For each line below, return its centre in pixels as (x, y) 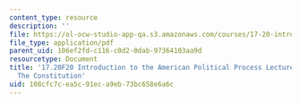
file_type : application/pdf (62, 43)
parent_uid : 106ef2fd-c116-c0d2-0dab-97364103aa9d (106, 51)
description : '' (39, 26)
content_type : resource (54, 17)
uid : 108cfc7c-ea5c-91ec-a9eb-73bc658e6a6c (92, 84)
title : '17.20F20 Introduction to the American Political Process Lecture (152, 68)
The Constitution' (52, 76)
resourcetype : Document (54, 59)
